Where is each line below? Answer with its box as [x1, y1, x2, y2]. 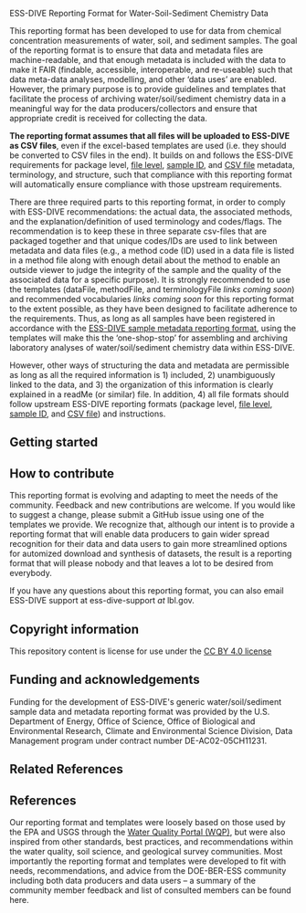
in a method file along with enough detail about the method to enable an [9, 255, 280, 266]
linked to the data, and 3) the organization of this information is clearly [9, 379, 274, 390]
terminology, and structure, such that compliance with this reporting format [9, 169, 292, 180]
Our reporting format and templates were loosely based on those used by [9, 817, 286, 828]
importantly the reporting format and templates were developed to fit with [9, 855, 287, 866]
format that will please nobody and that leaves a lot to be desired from [9, 558, 274, 569]
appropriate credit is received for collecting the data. [9, 113, 208, 123]
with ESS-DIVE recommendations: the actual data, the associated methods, [9, 206, 293, 217]
